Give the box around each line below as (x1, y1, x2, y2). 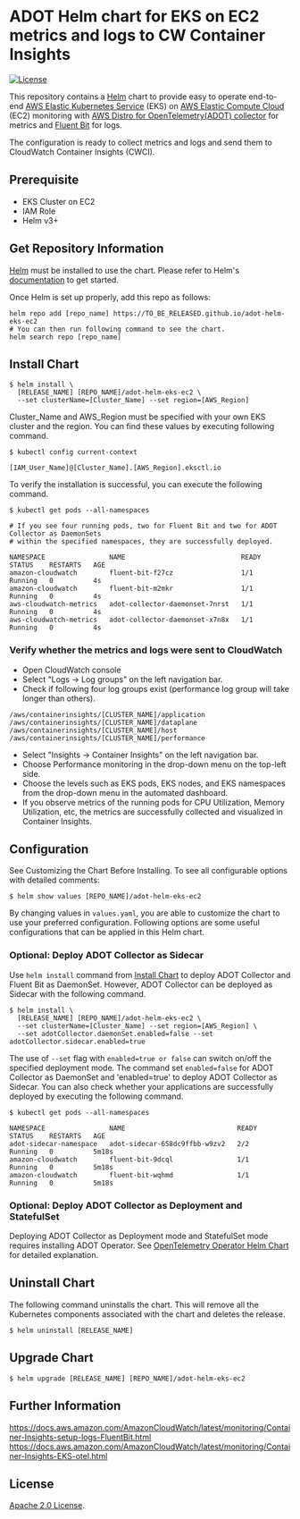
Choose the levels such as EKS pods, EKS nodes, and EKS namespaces (21, 778, 286, 789)
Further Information (9, 1398, 121, 1414)
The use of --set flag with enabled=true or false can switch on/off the (9, 1052, 272, 1063)
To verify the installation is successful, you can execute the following (9, 479, 263, 490)
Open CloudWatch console (21, 664, 121, 675)
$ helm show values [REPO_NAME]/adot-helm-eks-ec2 (9, 892, 202, 901)
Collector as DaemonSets (9, 529, 102, 538)
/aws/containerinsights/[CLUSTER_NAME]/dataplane (9, 718, 198, 727)
